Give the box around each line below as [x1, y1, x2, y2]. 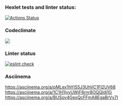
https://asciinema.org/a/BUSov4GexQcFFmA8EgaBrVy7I [5, 94, 118, 101]
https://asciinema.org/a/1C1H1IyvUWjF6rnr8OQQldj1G [5, 89, 112, 95]
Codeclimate [5, 27, 36, 34]
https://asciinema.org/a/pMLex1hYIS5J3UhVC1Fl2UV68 [5, 84, 116, 90]
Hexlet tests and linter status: [5, 4, 76, 11]
